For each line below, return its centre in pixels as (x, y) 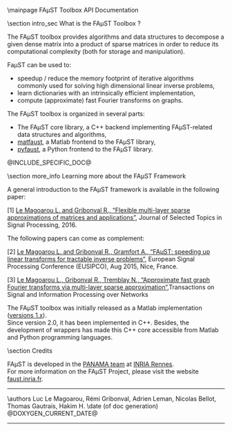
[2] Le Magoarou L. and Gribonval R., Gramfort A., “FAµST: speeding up (109, 251)
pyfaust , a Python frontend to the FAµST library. (85, 149)
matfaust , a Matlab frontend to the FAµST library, (86, 142)
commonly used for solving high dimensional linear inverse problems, (116, 85)
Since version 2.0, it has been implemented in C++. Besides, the (98, 322)
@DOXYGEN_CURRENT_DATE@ (52, 413)
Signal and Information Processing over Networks (78, 294)
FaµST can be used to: (39, 65)
